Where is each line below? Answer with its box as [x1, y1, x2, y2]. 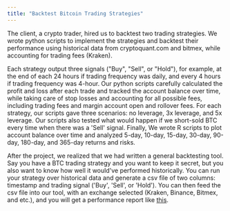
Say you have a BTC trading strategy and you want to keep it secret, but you [7, 158, 224, 167]
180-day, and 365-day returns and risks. [20, 138, 136, 146]
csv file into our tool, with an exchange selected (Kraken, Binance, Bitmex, [7, 188, 218, 196]
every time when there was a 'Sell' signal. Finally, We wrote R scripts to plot [7, 123, 222, 131]
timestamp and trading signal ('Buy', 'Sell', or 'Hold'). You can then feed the [7, 181, 221, 189]
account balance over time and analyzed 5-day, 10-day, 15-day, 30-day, [7, 131, 212, 139]
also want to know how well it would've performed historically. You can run [7, 166, 220, 174]
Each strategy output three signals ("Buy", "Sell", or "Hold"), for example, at [7, 64, 222, 73]
